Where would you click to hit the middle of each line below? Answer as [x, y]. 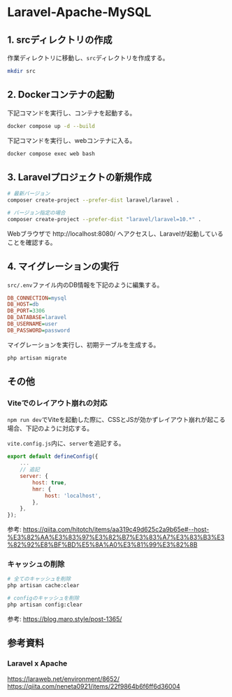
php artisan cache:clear [43, 586]
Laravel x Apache [37, 663]
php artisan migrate [37, 358]
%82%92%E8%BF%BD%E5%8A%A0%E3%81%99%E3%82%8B [102, 545]
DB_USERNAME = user [32, 324]
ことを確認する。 [32, 242]
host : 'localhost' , [73, 495]
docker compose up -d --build [51, 126]
